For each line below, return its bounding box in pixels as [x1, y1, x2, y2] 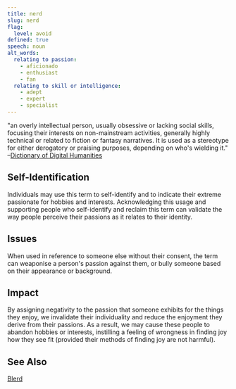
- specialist [20, 102, 58, 109]
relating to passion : [13, 56, 77, 63]
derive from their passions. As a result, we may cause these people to [7, 321, 210, 329]
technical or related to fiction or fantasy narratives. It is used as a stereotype [7, 136, 229, 144]
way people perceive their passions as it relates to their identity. [7, 212, 192, 221]
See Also [7, 356, 47, 368]
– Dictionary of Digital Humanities [7, 151, 103, 159]
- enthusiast [20, 69, 58, 76]
